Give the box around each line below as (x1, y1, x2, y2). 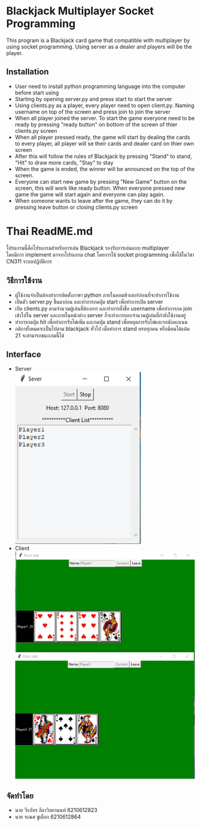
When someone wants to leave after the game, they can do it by (14, 197, 173, 204)
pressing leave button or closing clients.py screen (14, 203, 138, 211)
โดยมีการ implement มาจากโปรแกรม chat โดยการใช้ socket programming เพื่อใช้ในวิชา (6, 251, 194, 258)
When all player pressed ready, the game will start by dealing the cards (14, 133, 190, 141)
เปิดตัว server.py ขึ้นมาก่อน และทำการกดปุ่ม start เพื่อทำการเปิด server (14, 298, 163, 305)
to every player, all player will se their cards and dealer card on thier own (14, 139, 194, 147)
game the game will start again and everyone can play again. (14, 190, 165, 198)
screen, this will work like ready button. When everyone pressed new (14, 184, 185, 191)
